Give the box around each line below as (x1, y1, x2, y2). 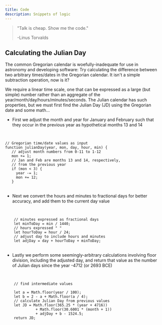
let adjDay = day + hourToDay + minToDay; (14, 239, 101, 244)
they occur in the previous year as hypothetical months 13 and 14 (12, 122, 143, 128)
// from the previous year (11, 162, 67, 167)
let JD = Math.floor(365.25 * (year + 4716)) (14, 303, 108, 308)
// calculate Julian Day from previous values (14, 299, 110, 304)
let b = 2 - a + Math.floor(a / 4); (14, 294, 89, 299)
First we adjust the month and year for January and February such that (12, 117, 154, 122)
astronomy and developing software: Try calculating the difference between (5, 67, 157, 73)
